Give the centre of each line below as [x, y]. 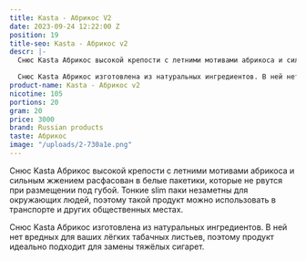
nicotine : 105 [36, 94]
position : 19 [34, 35]
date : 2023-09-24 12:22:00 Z [65, 26]
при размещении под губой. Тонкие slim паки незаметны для [129, 190]
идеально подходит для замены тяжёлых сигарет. [107, 246]
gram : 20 [26, 110]
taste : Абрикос [38, 136]
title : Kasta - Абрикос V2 [61, 18]
